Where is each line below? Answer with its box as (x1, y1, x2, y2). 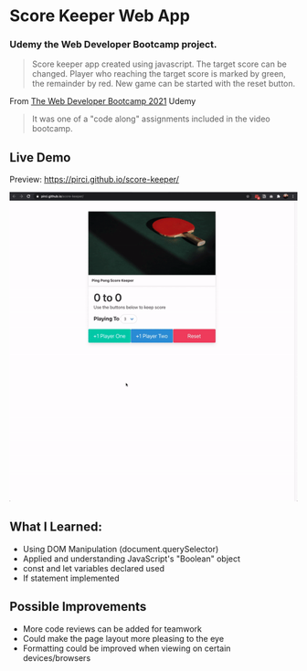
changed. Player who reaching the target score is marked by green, (31, 68, 286, 79)
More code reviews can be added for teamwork (22, 623, 203, 634)
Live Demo (9, 150, 71, 165)
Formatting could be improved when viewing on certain (22, 643, 231, 654)
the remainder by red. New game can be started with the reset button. (31, 79, 296, 89)
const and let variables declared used (22, 562, 164, 573)
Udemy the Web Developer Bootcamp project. (9, 38, 217, 51)
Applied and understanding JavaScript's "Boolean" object (22, 553, 240, 564)
